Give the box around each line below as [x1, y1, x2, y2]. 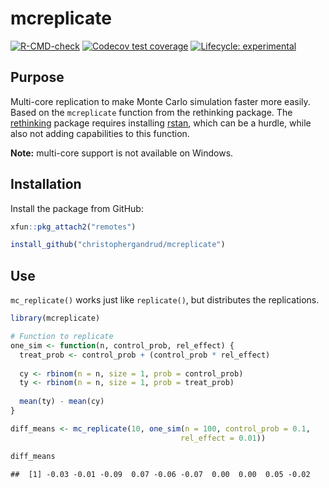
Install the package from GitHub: [10, 202, 144, 214]
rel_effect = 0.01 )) [180, 433, 267, 443]
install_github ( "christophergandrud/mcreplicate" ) [10, 240, 226, 250]
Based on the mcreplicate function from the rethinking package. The [10, 106, 293, 118]
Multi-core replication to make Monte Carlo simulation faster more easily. [10, 95, 311, 107]
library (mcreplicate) [10, 313, 101, 324]
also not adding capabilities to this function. [10, 127, 190, 139]
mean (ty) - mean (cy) [19, 397, 105, 407]
